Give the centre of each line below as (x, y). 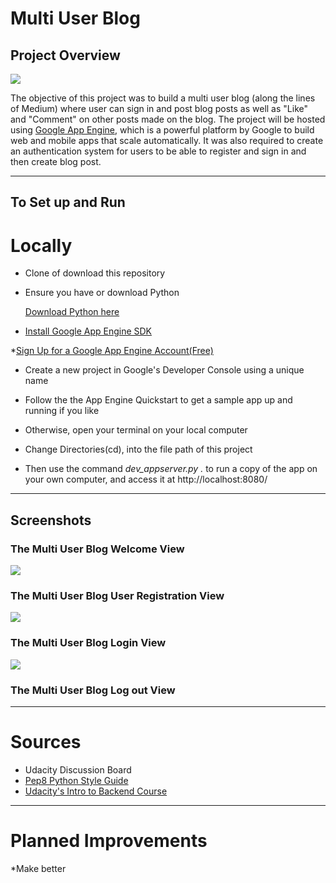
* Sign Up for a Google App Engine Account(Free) (112, 351)
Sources (46, 742)
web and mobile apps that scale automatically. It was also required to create (167, 140)
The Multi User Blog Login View (88, 643)
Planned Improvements (109, 841)
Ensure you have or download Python (102, 293)
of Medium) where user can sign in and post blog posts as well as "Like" (159, 108)
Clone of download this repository (95, 273)
